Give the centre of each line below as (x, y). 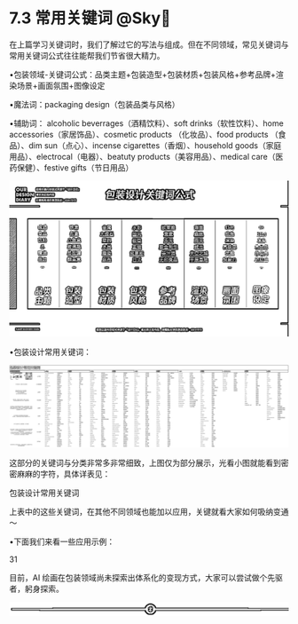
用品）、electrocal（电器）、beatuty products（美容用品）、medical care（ (142, 156)
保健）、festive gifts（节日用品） (75, 167)
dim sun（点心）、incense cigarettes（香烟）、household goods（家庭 (155, 145)
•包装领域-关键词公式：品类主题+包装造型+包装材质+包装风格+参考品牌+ (143, 74)
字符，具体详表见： (75, 474)
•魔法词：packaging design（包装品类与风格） (94, 104)
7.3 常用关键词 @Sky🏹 (90, 18)
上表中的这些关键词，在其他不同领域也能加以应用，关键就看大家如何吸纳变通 (149, 511)
